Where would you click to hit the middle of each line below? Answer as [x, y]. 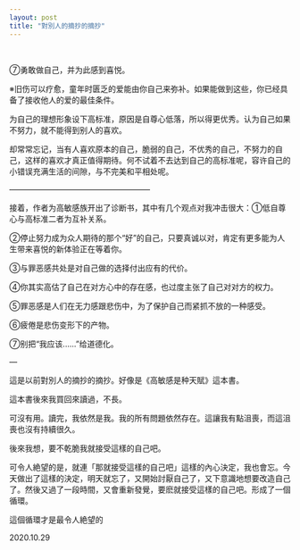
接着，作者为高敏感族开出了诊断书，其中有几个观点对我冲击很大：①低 [140, 207]
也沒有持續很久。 [48, 429]
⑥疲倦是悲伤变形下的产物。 [62, 325]
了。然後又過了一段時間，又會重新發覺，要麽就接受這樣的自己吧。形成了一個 [150, 489]
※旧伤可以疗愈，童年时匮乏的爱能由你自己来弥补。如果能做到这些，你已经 [145, 88]
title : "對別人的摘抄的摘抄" [57, 26]
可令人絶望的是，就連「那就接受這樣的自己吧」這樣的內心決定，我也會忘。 [146, 467]
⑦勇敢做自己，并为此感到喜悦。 [70, 70]
